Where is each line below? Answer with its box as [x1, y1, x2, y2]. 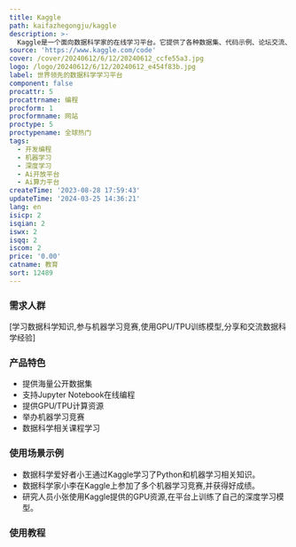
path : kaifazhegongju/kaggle [9, 21, 117, 30]
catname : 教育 [9, 261, 59, 270]
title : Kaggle [9, 12, 62, 22]
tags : [9, 137, 29, 145]
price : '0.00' [9, 252, 62, 262]
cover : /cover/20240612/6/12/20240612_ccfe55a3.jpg [9, 54, 204, 63]
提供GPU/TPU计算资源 [21, 401, 105, 411]
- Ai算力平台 [17, 178, 60, 187]
